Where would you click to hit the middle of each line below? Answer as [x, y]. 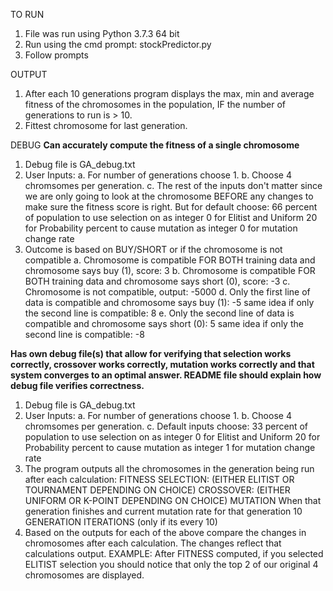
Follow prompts [56, 55]
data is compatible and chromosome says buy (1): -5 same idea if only [169, 302]
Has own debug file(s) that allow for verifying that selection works [151, 353]
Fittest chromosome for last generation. [106, 125]
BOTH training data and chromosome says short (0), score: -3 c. [157, 281]
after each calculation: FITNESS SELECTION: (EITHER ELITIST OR [159, 479]
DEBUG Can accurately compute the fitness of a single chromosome [155, 145]
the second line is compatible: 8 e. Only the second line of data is [159, 313]
